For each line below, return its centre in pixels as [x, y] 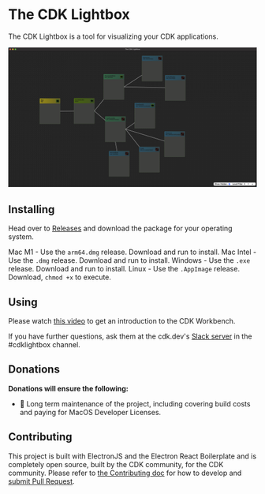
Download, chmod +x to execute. [60, 277]
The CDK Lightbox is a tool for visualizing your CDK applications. [114, 36]
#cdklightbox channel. [44, 345]
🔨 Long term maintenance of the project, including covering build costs [135, 403]
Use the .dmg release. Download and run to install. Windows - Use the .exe [129, 260]
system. [21, 237]
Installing [32, 210]
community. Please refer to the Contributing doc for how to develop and [125, 473]
